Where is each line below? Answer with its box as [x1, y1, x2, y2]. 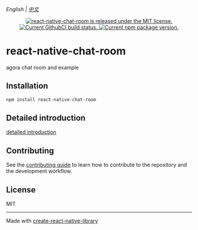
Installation [6, 81, 48, 91]
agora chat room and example [6, 64, 79, 71]
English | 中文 [6, 6, 39, 12]
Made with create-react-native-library [6, 218, 98, 225]
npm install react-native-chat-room [6, 97, 96, 103]
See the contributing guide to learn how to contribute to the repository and [6, 162, 187, 169]
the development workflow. [6, 167, 72, 175]
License [6, 185, 36, 195]
